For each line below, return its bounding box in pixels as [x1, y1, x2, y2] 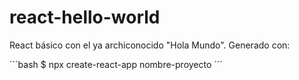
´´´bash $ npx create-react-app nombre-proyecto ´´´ [9, 58, 223, 70]
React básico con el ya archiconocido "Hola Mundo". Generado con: [9, 39, 291, 51]
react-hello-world [9, 6, 161, 29]
